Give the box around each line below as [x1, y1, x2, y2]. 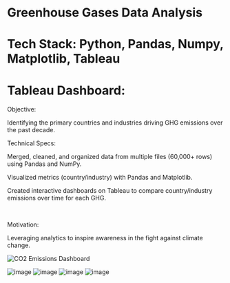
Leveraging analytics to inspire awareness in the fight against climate [7, 234, 203, 242]
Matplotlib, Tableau [7, 51, 121, 67]
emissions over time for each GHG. [7, 194, 107, 202]
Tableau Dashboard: [7, 83, 126, 98]
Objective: [7, 105, 36, 114]
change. [7, 241, 31, 249]
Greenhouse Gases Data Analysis [7, 5, 203, 21]
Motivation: [7, 220, 39, 229]
